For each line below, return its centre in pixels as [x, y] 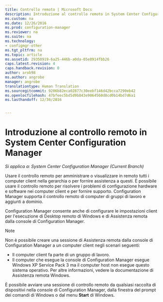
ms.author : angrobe [25, 77]
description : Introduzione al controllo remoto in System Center [72, 14]
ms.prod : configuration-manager [38, 28]
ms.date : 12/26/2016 [26, 23]
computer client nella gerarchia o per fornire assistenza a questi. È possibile [81, 181]
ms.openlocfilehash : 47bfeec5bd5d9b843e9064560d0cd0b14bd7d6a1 [70, 95]
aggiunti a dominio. [24, 201]
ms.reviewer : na [21, 32]
